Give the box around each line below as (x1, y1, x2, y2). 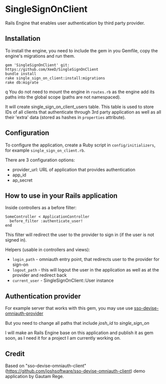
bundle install (5, 71, 37, 76)
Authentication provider (5, 292, 81, 300)
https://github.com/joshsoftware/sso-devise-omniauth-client (6, 368, 131, 374)
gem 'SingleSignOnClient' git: (5, 62, 70, 68)
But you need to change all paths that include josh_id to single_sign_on (5, 320, 150, 326)
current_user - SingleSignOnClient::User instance (12, 277, 114, 283)
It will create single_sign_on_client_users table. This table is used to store (5, 104, 154, 110)
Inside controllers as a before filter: (5, 205, 77, 211)
